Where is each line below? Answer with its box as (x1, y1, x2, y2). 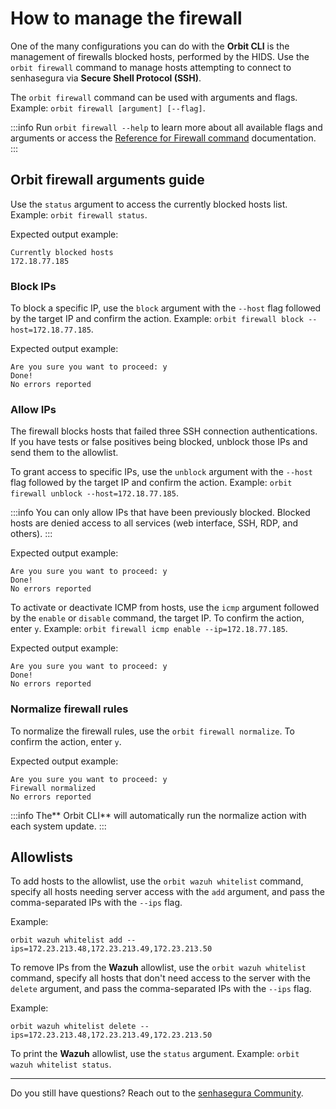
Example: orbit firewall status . (10, 208, 148, 221)
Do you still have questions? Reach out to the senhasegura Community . (10, 1087, 304, 1099)
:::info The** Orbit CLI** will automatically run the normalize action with (10, 809, 307, 821)
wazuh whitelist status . (10, 1058, 112, 1071)
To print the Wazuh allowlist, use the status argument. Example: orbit (10, 1048, 300, 1060)
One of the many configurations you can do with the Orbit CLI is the (10, 40, 290, 52)
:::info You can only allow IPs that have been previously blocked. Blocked (10, 507, 311, 519)
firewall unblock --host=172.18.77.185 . (10, 487, 179, 499)
